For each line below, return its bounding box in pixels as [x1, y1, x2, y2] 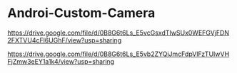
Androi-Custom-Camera [7, 5, 156, 21]
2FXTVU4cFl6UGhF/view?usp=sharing [7, 35, 122, 44]
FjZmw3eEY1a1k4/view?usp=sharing [7, 57, 115, 65]
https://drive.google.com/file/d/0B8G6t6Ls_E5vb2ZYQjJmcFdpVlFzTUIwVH [7, 50, 230, 58]
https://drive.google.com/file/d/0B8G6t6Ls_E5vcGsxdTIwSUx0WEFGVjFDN [7, 28, 230, 37]
